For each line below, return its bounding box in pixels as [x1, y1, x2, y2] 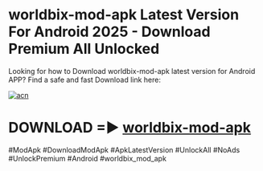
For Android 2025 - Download [8, 22, 211, 41]
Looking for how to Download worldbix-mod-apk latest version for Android [8, 66, 256, 75]
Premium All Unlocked [8, 40, 160, 58]
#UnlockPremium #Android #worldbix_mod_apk [8, 153, 167, 163]
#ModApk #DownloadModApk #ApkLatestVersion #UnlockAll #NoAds [8, 145, 240, 154]
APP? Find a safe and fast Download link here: [8, 75, 161, 84]
